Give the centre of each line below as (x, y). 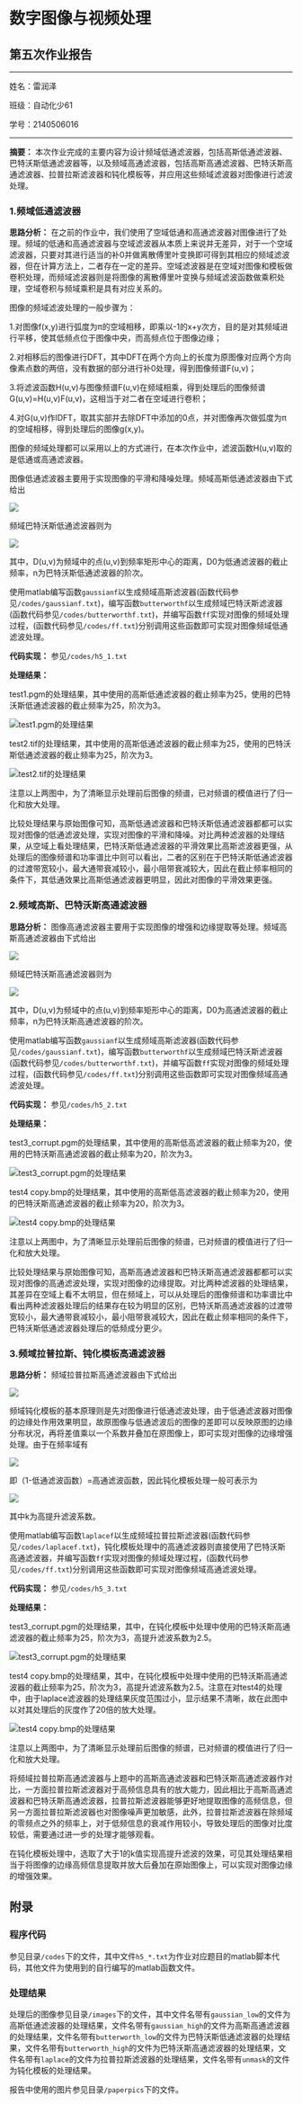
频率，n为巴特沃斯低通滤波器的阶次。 (79, 573)
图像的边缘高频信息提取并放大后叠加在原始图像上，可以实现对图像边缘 (163, 1864)
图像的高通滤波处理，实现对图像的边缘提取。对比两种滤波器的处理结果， (159, 1283)
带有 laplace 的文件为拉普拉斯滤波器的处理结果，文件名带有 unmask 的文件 (157, 2059)
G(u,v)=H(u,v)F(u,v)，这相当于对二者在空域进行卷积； (109, 399)
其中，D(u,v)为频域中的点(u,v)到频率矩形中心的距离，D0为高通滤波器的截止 (149, 1010)
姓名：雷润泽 (33, 86)
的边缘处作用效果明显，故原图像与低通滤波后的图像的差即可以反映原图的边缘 (151, 1422)
